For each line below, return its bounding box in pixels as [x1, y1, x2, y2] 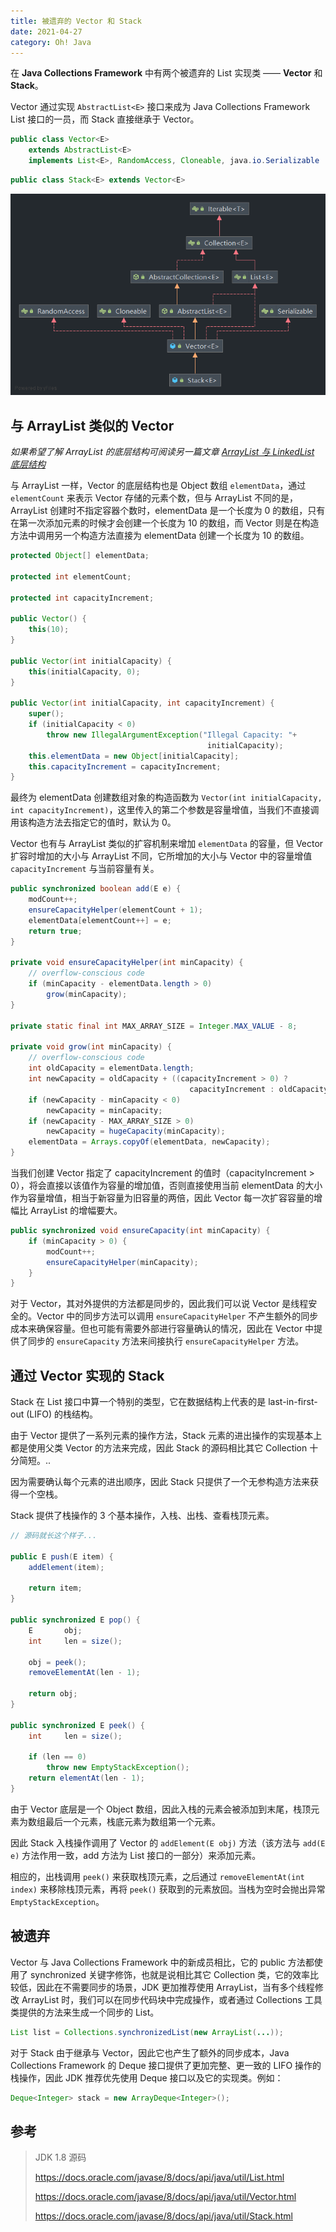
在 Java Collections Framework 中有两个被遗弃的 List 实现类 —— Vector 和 [10, 67, 323, 79]
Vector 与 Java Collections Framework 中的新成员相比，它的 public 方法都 [10, 1956, 315, 1968]
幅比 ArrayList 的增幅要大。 [10, 1205, 123, 1217]
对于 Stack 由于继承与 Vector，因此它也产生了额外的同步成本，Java [10, 2046, 290, 2059]
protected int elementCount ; [10, 571, 132, 582]
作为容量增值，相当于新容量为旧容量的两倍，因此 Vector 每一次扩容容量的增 [10, 1192, 323, 1204]
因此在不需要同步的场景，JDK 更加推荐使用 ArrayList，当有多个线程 [36, 1981, 315, 1993]
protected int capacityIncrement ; [10, 593, 155, 603]
